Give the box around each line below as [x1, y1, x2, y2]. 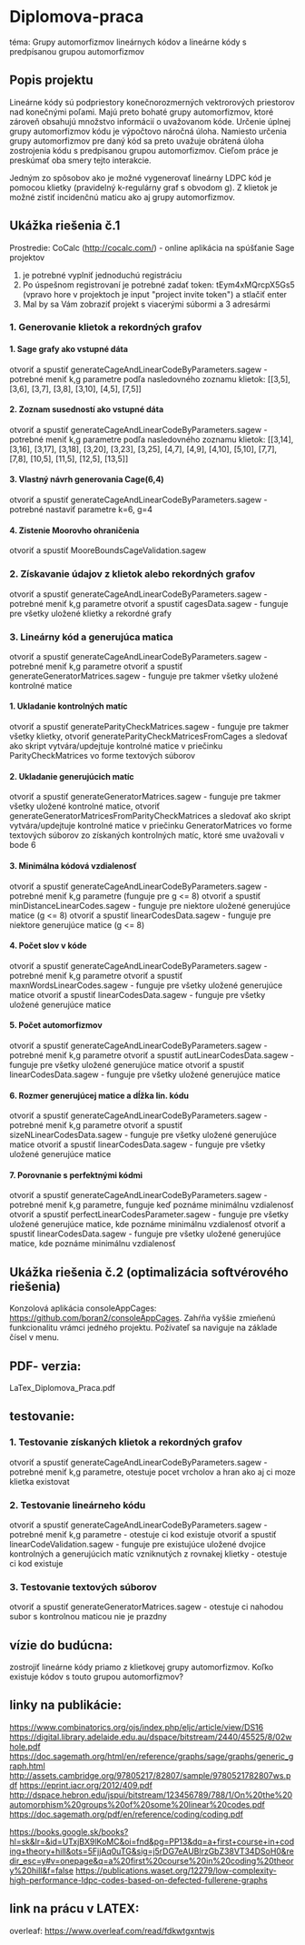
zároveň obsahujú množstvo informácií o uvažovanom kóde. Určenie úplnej [9, 116, 291, 126]
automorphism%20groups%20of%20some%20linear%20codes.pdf [9, 1799, 266, 1809]
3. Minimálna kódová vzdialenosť [9, 860, 138, 871]
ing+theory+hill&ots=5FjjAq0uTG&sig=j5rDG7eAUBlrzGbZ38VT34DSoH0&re [9, 1845, 295, 1857]
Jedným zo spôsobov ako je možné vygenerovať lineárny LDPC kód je [9, 172, 272, 183]
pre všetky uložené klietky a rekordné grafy [9, 608, 172, 619]
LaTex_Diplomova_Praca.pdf [9, 1382, 116, 1393]
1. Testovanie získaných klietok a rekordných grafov [9, 1436, 243, 1448]
